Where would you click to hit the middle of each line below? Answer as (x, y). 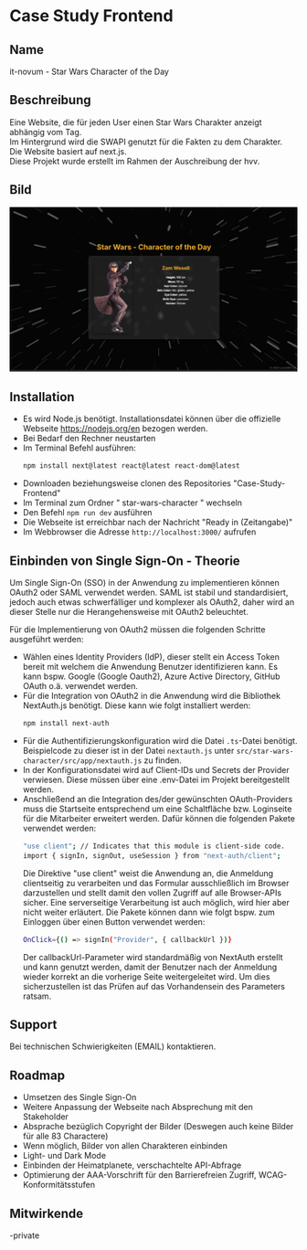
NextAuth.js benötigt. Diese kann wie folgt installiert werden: (137, 705)
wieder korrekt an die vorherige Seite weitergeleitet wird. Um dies (146, 976)
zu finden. (163, 760)
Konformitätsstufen (59, 1185)
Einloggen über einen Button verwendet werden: (114, 922)
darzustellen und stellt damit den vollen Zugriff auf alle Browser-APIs (152, 893)
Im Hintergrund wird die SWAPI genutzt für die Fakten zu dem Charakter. (146, 142)
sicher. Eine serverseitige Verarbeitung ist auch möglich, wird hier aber (156, 902)
